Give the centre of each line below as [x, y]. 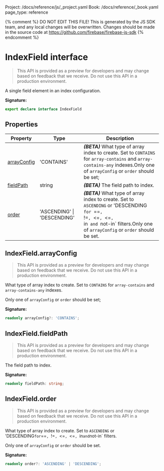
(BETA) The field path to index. [119, 185]
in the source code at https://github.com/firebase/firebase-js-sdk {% [74, 32]
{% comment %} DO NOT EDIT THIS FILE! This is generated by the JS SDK [80, 22]
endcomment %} [22, 37]
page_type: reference [27, 12]
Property [21, 138]
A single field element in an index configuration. [53, 91]
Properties [21, 124]
